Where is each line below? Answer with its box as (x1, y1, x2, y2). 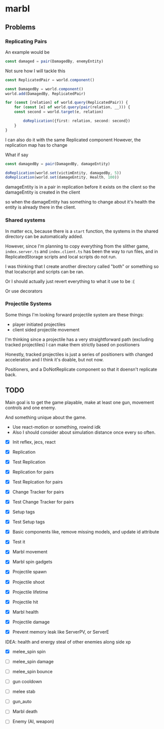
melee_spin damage (12, 658, 54, 664)
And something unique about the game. (5, 414, 87, 420)
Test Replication (12, 459, 46, 465)
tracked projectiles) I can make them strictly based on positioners (5, 341, 140, 347)
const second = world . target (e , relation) (14, 109, 104, 115)
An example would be (5, 49, 50, 55)
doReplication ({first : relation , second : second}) (23, 118, 131, 123)
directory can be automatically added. (5, 233, 83, 240)
